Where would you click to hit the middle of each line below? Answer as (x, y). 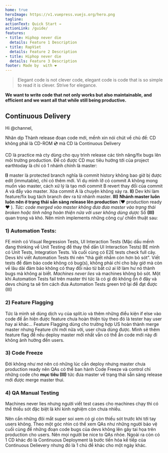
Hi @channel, (19, 128)
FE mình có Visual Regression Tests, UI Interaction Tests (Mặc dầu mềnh (80, 242)
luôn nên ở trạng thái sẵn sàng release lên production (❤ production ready (83, 202)
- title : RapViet (23, 47)
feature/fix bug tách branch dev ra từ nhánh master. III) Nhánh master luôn (82, 196)
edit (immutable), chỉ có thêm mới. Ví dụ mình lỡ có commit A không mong (81, 180)
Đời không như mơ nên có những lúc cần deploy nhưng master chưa (75, 364)
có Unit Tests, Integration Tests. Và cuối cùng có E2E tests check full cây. (81, 252)
